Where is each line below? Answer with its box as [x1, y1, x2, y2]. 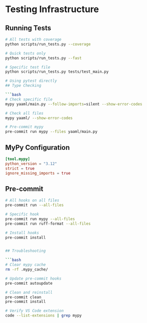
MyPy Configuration [5, 143, 70, 152]
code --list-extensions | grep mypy [5, 313, 82, 318]
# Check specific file [5, 97, 53, 102]
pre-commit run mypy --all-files [5, 216, 75, 222]
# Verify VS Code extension [5, 308, 64, 313]
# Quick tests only [5, 50, 46, 56]
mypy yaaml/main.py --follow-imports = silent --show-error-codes [5, 101, 142, 106]
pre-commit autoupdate [5, 281, 53, 286]
